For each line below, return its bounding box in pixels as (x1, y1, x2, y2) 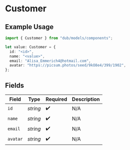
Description (72, 96, 100, 103)
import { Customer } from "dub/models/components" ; (5, 36, 113, 40)
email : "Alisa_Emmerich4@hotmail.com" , (9, 58, 91, 63)
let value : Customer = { (5, 44, 56, 49)
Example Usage (5, 23, 54, 31)
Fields (5, 81, 25, 89)
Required (46, 96, 68, 103)
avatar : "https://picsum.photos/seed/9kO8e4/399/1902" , (9, 63, 126, 68)
